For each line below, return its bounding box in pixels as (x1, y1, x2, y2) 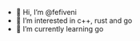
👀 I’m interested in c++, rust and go (15, 16, 133, 25)
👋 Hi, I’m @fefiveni (15, 8, 78, 17)
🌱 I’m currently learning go (15, 24, 104, 33)
